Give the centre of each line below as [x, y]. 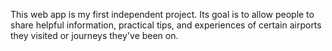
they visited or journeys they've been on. [94, 35]
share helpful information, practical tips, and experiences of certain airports [166, 25]
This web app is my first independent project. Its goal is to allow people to [162, 14]
